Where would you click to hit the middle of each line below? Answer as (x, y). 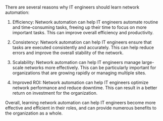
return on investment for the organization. (55, 93)
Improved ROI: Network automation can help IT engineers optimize (80, 82)
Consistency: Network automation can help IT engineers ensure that (82, 42)
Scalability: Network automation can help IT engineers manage (77, 62)
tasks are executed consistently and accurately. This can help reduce (83, 47)
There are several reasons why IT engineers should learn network (72, 7)
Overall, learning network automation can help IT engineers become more (81, 103)
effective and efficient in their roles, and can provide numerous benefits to (81, 108)
